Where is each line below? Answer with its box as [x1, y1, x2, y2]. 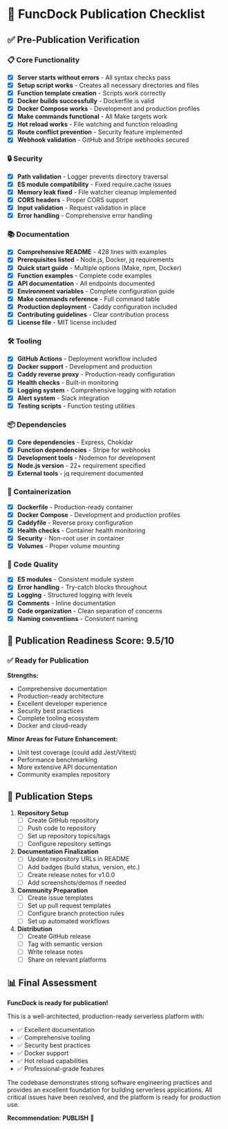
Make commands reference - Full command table [17, 294, 160, 303]
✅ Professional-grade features [17, 1065, 105, 1073]
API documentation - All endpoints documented [17, 279, 155, 287]
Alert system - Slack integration [17, 394, 109, 402]
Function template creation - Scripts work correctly [17, 89, 166, 97]
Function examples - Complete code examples [17, 271, 152, 280]
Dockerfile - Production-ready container [17, 503, 133, 511]
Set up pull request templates [27, 901, 112, 910]
